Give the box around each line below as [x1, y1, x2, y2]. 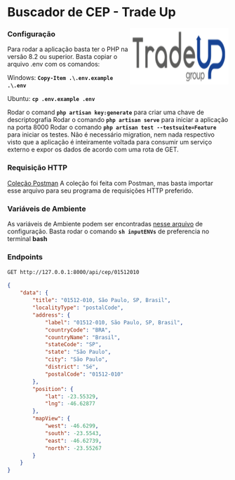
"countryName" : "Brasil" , [44, 334, 121, 341]
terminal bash [7, 235, 48, 243]
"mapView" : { [32, 415, 71, 423]
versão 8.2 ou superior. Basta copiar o [7, 53, 118, 61]
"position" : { [32, 385, 74, 392]
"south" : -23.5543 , [44, 430, 102, 437]
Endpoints [7, 252, 43, 261]
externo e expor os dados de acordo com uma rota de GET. [7, 145, 179, 154]
